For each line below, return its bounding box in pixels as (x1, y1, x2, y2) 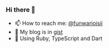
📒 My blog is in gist (14, 29, 63, 36)
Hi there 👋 (6, 5, 36, 14)
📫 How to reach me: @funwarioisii (14, 19, 103, 27)
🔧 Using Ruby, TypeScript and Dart (14, 35, 103, 42)
